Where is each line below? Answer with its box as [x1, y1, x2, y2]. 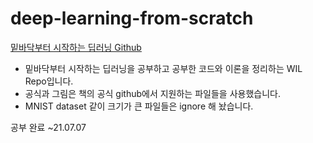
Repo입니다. [24, 75, 74, 87]
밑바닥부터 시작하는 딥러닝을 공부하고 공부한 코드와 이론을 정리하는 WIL [24, 62, 303, 74]
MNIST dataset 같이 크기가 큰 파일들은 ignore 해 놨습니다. [24, 100, 254, 112]
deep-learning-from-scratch [10, 7, 254, 30]
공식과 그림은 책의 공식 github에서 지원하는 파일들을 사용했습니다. [24, 87, 281, 99]
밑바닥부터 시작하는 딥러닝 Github [10, 41, 142, 53]
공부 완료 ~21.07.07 [10, 121, 87, 133]
